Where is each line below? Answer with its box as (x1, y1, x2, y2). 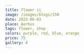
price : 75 (5, 36, 26, 41)
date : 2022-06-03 (5, 17, 41, 22)
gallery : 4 (5, 40, 28, 45)
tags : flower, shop (5, 26, 46, 31)
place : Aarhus (5, 21, 35, 27)
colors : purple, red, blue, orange (5, 31, 79, 36)
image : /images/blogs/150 (5, 12, 59, 17)
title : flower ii (5, 7, 41, 13)
